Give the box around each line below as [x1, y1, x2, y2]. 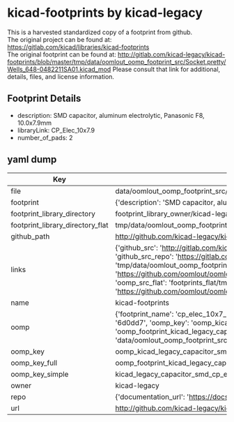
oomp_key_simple [10, 369, 69, 379]
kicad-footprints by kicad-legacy [7, 5, 203, 21]
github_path [10, 232, 50, 241]
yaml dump [7, 153, 57, 165]
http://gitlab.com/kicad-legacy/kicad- [117, 50, 226, 59]
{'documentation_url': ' [114, 392, 189, 402]
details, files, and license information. [7, 72, 115, 81]
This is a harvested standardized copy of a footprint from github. [7, 28, 193, 36]
